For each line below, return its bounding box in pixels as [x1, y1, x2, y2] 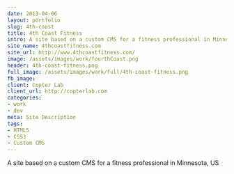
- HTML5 [7, 127, 30, 134]
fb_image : [7, 74, 36, 82]
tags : [7, 120, 23, 127]
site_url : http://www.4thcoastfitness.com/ [7, 49, 136, 56]
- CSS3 [7, 133, 26, 140]
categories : [7, 95, 42, 102]
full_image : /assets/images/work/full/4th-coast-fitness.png [7, 68, 189, 75]
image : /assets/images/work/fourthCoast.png [7, 56, 139, 63]
